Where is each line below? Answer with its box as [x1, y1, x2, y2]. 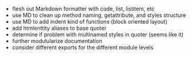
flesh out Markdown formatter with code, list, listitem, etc [12, 5, 155, 12]
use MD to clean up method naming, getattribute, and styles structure [12, 12, 187, 19]
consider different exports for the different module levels [12, 44, 154, 51]
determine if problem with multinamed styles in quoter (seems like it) [12, 31, 184, 38]
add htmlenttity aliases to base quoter [12, 24, 107, 32]
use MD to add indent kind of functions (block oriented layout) [12, 18, 168, 25]
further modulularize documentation [12, 38, 102, 44]
